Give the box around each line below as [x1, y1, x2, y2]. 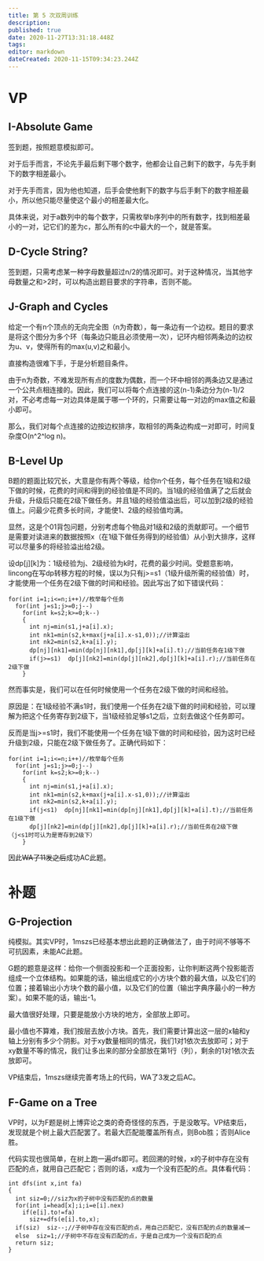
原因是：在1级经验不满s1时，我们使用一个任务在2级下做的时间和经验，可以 [8, 701, 249, 711]
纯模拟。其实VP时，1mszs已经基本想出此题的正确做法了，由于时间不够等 [8, 937, 244, 947]
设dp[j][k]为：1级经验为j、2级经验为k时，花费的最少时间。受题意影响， [8, 559, 238, 568]
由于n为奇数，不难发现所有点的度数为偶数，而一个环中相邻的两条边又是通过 [8, 375, 254, 384]
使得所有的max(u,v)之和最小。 [36, 341, 135, 351]
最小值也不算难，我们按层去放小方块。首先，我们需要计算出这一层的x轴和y [8, 1027, 250, 1036]
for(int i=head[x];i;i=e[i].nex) [15, 1202, 125, 1210]
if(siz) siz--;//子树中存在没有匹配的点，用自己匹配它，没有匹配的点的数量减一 [15, 1224, 251, 1232]
